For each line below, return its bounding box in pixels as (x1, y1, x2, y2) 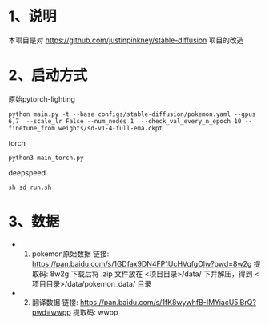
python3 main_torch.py (8, 154, 84, 162)
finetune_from (8, 124, 56, 132)
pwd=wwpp (31, 307, 72, 317)
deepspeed (8, 167, 46, 177)
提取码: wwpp (72, 307, 118, 317)
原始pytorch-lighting (8, 94, 76, 104)
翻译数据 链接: (31, 297, 78, 307)
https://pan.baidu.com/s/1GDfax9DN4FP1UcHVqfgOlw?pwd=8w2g (31, 259, 252, 268)
